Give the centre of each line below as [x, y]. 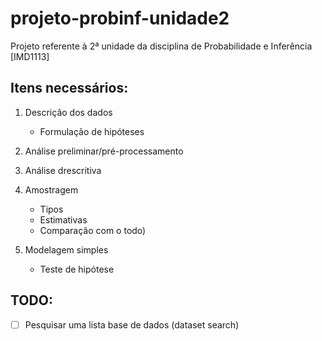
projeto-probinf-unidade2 [120, 18]
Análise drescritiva [63, 170]
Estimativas [63, 219]
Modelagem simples [66, 249]
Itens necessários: [69, 88]
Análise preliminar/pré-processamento [104, 151]
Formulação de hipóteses [92, 131]
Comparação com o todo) [93, 230]
